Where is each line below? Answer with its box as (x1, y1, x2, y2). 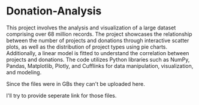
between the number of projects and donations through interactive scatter (6, 37, 189, 44)
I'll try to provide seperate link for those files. (6, 92, 117, 99)
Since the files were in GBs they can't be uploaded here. (6, 80, 145, 88)
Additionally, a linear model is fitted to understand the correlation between (6, 49, 189, 56)
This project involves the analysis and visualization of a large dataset (6, 24, 176, 31)
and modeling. (6, 68, 42, 76)
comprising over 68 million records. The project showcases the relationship (6, 30, 193, 37)
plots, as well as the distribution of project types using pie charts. (6, 43, 168, 50)
